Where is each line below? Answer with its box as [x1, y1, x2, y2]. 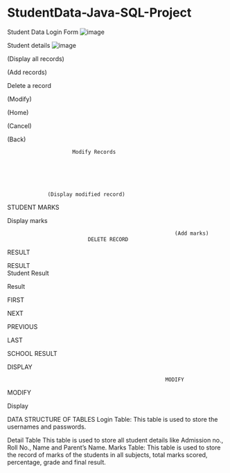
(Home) [7, 108, 29, 116]
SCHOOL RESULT [7, 349, 57, 357]
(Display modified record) [47, 190, 126, 198]
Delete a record [7, 81, 52, 89]
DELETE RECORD [87, 235, 129, 243]
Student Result [7, 269, 50, 277]
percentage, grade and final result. [7, 458, 106, 466]
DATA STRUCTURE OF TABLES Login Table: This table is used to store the [7, 415, 218, 423]
